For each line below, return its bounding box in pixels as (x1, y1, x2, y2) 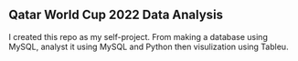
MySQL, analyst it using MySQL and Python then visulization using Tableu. (8, 41, 289, 52)
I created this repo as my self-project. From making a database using (8, 31, 269, 42)
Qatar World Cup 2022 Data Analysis (8, 7, 224, 23)
